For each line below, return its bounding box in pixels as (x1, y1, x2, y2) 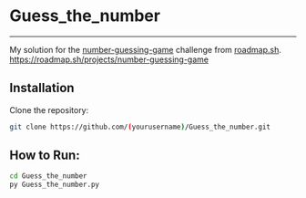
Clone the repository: (9, 104, 89, 115)
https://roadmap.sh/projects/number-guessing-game (9, 54, 209, 65)
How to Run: (9, 148, 80, 163)
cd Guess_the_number (9, 172, 88, 181)
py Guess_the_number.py (9, 180, 100, 190)
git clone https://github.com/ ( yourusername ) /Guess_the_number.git (9, 122, 271, 131)
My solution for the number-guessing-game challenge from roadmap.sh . (9, 44, 282, 55)
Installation (9, 80, 75, 96)
